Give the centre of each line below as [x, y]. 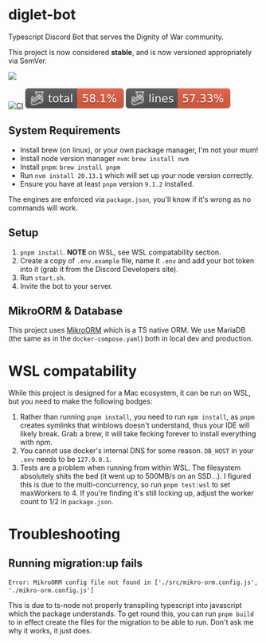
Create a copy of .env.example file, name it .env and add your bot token [137, 260]
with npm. [36, 442]
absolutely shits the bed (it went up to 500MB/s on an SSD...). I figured [135, 476]
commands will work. [43, 207]
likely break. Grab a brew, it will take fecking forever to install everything [138, 434]
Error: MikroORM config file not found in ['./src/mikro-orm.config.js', [133, 583]
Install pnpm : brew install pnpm [70, 167]
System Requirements [65, 130]
